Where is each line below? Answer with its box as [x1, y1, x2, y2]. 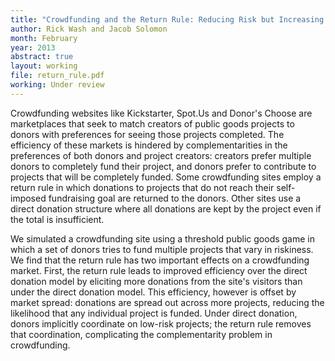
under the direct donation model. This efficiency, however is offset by [10, 286, 297, 298]
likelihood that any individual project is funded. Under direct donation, [10, 307, 298, 319]
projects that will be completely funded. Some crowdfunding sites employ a [10, 171, 322, 183]
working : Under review [10, 80, 105, 90]
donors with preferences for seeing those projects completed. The [10, 128, 285, 140]
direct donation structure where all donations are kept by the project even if [10, 202, 322, 215]
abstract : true [10, 52, 74, 62]
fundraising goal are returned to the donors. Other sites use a [48, 192, 302, 204]
